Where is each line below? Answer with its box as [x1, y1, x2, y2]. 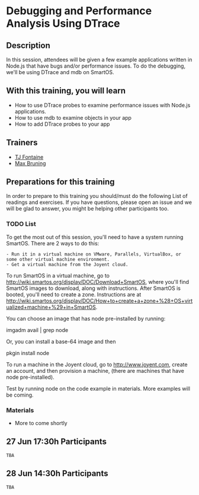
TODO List [6, 220, 37, 228]
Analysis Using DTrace [6, 17, 120, 30]
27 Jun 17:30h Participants [6, 437, 107, 447]
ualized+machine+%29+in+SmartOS [6, 304, 96, 311]
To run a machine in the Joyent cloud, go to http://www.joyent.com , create [6, 360, 188, 368]
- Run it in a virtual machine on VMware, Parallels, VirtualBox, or [6, 251, 182, 257]
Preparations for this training [6, 177, 115, 187]
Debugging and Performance [6, 4, 152, 18]
